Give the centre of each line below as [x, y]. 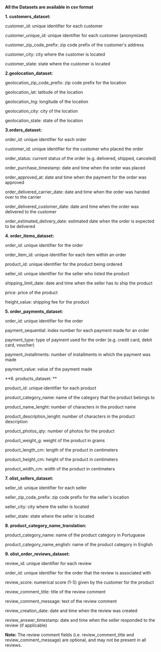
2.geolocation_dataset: [29, 73]
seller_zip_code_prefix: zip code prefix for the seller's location [67, 497]
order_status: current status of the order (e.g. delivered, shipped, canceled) [81, 158]
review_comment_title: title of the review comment [55, 592]
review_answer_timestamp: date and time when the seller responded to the [80, 620]
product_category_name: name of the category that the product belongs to [80, 397]
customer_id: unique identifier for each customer [54, 26]
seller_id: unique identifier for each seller [46, 488]
